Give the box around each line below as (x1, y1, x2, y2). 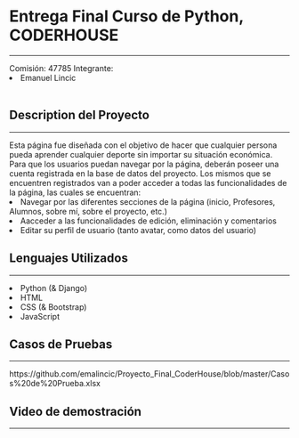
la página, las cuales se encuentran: (9, 187, 141, 198)
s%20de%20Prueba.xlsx (9, 378, 101, 389)
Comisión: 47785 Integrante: (9, 62, 114, 73)
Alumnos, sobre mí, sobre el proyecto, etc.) (9, 206, 167, 216)
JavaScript (20, 311, 61, 321)
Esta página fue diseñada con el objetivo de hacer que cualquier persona (9, 140, 278, 150)
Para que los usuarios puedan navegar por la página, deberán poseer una (9, 158, 279, 169)
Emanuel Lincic (20, 72, 77, 83)
